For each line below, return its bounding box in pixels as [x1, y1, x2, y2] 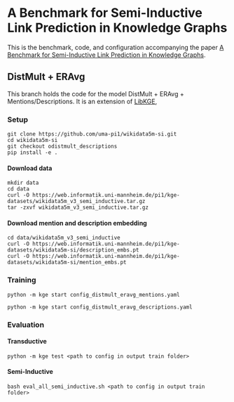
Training [7, 275, 36, 285]
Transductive [7, 337, 47, 346]
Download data [7, 164, 53, 172]
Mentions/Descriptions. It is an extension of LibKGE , [7, 97, 158, 105]
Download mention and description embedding [7, 219, 147, 227]
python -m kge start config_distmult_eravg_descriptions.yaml [7, 304, 193, 311]
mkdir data [7, 179, 39, 187]
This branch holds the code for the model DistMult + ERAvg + [7, 89, 184, 98]
